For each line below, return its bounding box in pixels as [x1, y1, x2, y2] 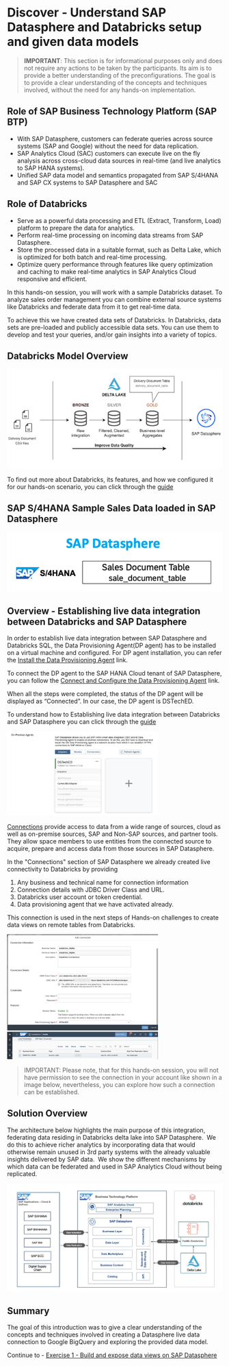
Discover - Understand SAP [7, 5, 167, 21]
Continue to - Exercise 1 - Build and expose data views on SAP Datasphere [7, 1351, 217, 1359]
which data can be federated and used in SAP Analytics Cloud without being [7, 1162, 222, 1171]
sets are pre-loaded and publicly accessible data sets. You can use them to [7, 323, 219, 331]
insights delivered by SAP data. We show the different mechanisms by [7, 1155, 206, 1163]
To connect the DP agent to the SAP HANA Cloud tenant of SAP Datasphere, [7, 669, 222, 678]
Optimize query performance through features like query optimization [16, 260, 213, 268]
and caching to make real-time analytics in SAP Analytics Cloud [16, 267, 197, 276]
